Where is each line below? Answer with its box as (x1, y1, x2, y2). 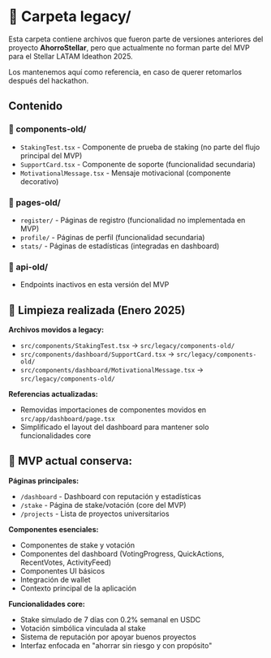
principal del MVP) (19, 150, 83, 161)
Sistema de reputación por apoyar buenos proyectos (19, 632, 196, 642)
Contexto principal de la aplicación (19, 583, 136, 593)
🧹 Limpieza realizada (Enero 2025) (8, 303, 186, 317)
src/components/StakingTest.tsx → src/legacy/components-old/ (19, 341, 235, 351)
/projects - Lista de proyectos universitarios (19, 509, 170, 518)
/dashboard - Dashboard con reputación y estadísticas (19, 491, 201, 501)
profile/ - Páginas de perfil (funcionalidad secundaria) (19, 232, 205, 242)
